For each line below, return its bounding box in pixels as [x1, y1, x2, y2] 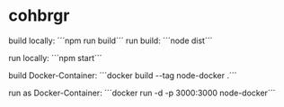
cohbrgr [8, 5, 70, 26]
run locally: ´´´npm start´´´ [8, 52, 102, 63]
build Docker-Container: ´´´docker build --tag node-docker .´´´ [8, 69, 237, 81]
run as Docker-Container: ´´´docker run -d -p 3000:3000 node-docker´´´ [8, 87, 276, 98]
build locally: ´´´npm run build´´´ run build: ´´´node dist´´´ [8, 35, 213, 46]
